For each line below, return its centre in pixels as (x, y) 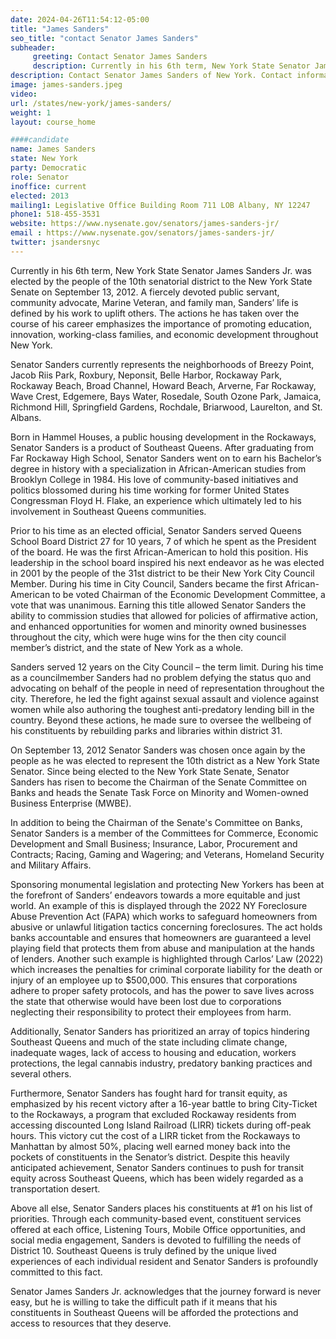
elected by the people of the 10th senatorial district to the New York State (161, 281)
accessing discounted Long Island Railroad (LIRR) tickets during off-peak (161, 1125)
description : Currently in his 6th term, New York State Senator (171, 66)
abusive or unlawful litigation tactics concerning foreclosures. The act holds (166, 927)
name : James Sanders (53, 149)
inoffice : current (48, 186)
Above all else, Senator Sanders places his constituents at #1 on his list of (161, 1208)
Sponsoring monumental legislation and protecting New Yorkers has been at (167, 884)
